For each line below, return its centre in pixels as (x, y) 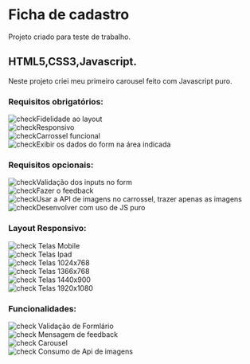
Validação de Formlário (76, 326)
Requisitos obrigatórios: (56, 101)
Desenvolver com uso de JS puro (91, 208)
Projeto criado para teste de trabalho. (70, 37)
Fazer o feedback (65, 191)
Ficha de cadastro (69, 15)
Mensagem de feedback (78, 334)
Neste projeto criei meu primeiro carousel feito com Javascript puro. (120, 80)
